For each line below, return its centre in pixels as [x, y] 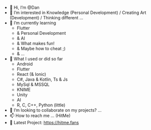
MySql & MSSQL [33, 84]
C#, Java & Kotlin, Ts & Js [42, 79]
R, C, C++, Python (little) [41, 105]
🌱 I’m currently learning [33, 23]
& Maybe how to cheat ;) [41, 49]
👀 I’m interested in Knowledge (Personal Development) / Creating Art [78, 13]
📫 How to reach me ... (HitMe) [40, 116]
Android [25, 64]
